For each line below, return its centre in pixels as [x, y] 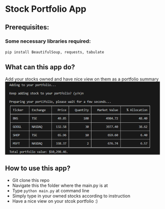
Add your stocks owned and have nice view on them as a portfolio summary [82, 79]
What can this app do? [40, 67]
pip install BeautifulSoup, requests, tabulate [55, 52]
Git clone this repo [31, 180]
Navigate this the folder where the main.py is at [60, 185]
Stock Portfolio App [46, 9]
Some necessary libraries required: [48, 41]
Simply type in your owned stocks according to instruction [71, 196]
